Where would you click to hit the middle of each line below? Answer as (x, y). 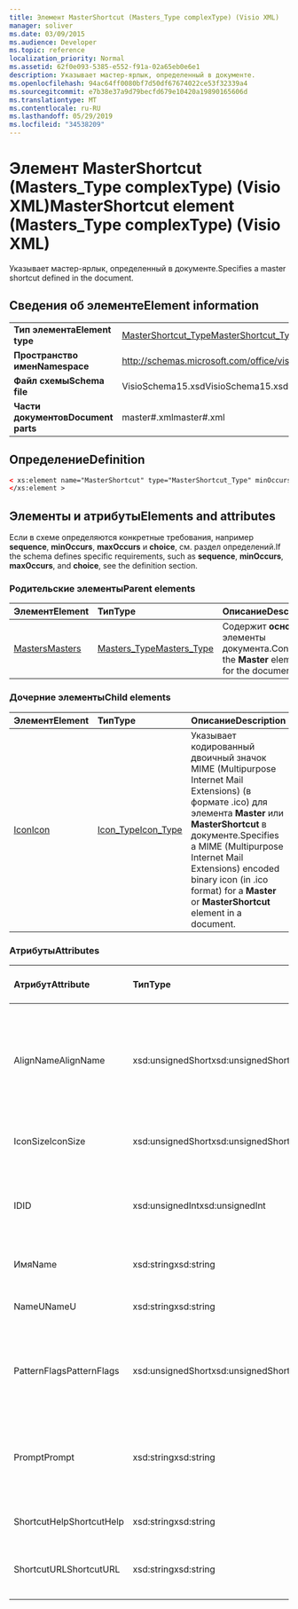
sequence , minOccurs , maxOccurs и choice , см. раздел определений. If (145, 547)
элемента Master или (237, 812)
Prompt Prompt (44, 1457)
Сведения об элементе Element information (134, 306)
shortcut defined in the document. (72, 278)
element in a (216, 913)
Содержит (244, 626)
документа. (247, 648)
